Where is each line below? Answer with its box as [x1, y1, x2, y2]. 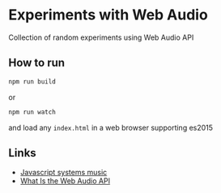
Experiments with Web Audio [8, 6, 208, 24]
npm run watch [8, 108, 57, 116]
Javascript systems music [19, 168, 108, 178]
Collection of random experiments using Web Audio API [8, 32, 194, 42]
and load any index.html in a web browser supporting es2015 [8, 122, 213, 132]
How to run [8, 56, 66, 70]
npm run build [8, 77, 57, 86]
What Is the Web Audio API [19, 176, 111, 186]
